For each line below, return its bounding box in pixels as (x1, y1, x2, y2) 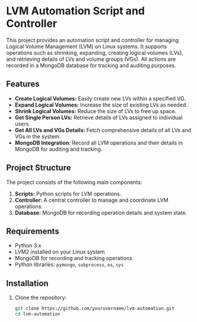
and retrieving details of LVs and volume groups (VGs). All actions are (6, 55, 176, 62)
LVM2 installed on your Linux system (14, 248, 105, 255)
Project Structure (6, 162, 71, 173)
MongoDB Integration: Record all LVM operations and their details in (14, 139, 183, 146)
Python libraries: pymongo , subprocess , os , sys (14, 261, 124, 268)
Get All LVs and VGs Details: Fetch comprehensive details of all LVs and (14, 126, 192, 133)
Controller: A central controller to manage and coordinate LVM (14, 196, 169, 204)
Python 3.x (14, 242, 42, 249)
